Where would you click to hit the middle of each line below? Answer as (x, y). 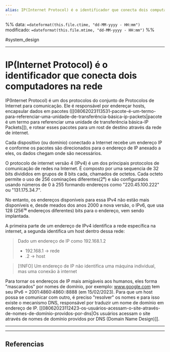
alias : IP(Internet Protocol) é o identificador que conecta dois (77, 10)
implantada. (17, 216)
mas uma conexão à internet (47, 271)
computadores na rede (54, 86)
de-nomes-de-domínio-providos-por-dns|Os (52, 313)
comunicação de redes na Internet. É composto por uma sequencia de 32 (82, 168)
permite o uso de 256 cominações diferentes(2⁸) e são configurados (77, 179)
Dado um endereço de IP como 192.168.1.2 (62, 241)
